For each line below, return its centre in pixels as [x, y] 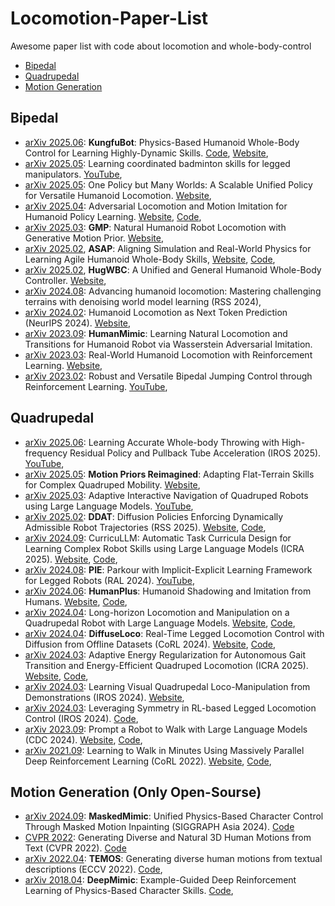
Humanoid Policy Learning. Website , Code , [113, 216]
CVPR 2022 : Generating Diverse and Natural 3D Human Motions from [168, 838]
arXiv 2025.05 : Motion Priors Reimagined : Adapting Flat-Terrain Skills [169, 474]
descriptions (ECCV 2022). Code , [93, 869]
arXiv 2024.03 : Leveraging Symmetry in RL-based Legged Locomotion [170, 708]
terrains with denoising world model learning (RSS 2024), [143, 301]
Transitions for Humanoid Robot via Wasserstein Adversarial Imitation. [168, 344]
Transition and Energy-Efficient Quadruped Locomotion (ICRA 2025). [166, 665]
